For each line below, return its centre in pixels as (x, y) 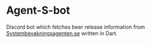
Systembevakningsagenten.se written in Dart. (62, 33)
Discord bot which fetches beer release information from (76, 27)
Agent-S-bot (38, 10)
